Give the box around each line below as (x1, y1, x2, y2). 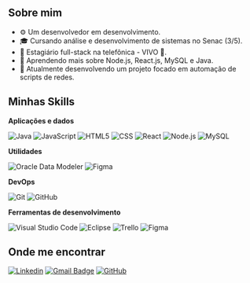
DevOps (8, 177, 35, 186)
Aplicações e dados (8, 116, 75, 125)
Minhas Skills (8, 95, 75, 108)
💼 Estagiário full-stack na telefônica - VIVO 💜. (19, 47, 167, 57)
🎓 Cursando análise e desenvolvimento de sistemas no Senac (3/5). (19, 35, 243, 46)
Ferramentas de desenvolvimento (8, 208, 121, 217)
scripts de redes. (19, 72, 75, 82)
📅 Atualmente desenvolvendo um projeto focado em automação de (19, 64, 237, 73)
